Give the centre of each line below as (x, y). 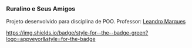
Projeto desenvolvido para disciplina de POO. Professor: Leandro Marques (96, 22)
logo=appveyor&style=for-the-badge (51, 39)
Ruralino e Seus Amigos (41, 9)
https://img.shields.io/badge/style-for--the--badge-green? (77, 33)
